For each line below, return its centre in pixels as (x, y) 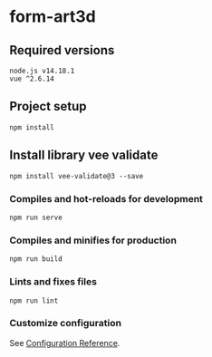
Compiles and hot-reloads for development (106, 198)
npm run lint (34, 301)
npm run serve (36, 217)
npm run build (36, 259)
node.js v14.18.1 (42, 71)
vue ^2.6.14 (32, 79)
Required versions (62, 50)
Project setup (48, 106)
